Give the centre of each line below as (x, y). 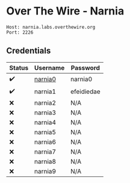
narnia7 (45, 152)
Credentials (29, 51)
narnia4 (45, 122)
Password (85, 67)
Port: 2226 (20, 32)
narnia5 (45, 132)
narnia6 (45, 141)
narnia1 (45, 91)
